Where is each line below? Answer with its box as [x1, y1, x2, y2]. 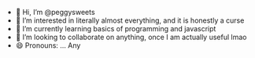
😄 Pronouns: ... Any [15, 41, 81, 50]
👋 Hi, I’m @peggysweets [15, 8, 96, 16]
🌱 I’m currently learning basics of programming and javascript [15, 24, 216, 33]
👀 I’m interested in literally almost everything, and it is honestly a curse [15, 16, 245, 25]
